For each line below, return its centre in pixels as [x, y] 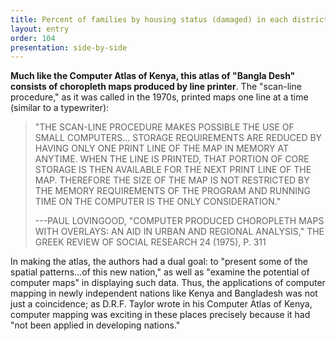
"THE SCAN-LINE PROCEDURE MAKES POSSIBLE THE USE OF [164, 127]
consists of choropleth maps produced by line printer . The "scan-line [156, 87]
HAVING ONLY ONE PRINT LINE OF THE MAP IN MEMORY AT [161, 148]
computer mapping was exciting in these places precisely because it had [160, 315]
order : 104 [33, 38]
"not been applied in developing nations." [95, 325]
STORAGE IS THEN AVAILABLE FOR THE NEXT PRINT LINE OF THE [173, 170]
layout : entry [40, 29]
